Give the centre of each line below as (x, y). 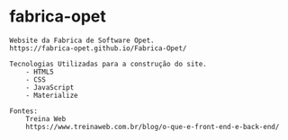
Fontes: (24, 111)
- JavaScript (50, 87)
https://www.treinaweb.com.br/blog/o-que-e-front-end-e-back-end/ (153, 127)
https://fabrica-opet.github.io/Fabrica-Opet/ (98, 48)
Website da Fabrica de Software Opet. (82, 40)
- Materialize (52, 95)
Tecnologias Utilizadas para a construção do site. (108, 64)
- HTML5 (40, 72)
